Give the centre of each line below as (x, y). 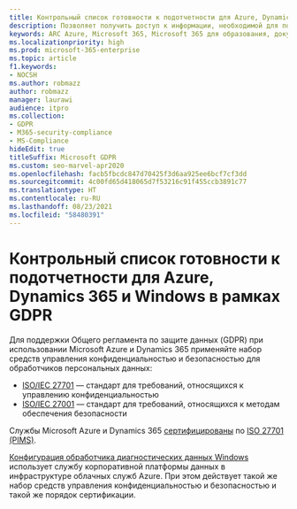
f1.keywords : (33, 67)
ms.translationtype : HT (53, 190)
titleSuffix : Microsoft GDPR (63, 157)
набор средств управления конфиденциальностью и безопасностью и (143, 485)
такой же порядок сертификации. (72, 494)
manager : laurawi (41, 100)
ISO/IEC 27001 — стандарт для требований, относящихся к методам (151, 404)
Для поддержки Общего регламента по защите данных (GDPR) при (136, 339)
